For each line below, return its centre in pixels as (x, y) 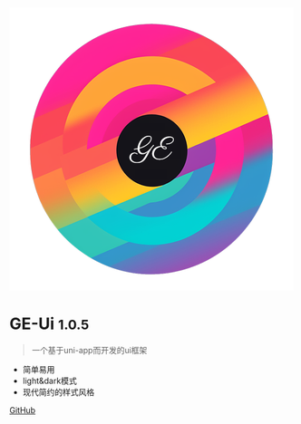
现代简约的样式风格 (58, 391)
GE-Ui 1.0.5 (49, 324)
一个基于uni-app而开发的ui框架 (89, 350)
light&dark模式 (49, 381)
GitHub (23, 410)
